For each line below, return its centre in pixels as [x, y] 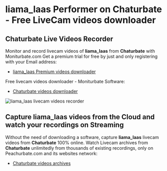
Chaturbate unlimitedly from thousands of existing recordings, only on [79, 148]
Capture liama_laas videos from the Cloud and [80, 117]
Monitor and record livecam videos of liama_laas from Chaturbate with [80, 51]
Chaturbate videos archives [42, 163]
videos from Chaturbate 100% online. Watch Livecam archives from [77, 143]
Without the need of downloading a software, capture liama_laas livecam [82, 137]
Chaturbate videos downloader [45, 91]
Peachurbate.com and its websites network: [51, 153]
